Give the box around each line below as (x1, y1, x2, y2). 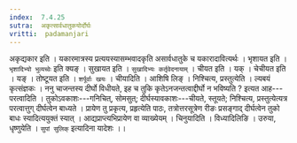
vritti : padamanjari (9, 29, 90, 38)
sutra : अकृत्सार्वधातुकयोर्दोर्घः (9, 21, 91, 30)
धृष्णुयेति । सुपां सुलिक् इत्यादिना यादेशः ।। (9, 123, 127, 133)
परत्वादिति (9, 94, 37, 104)
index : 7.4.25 (9, 12, 66, 22)
